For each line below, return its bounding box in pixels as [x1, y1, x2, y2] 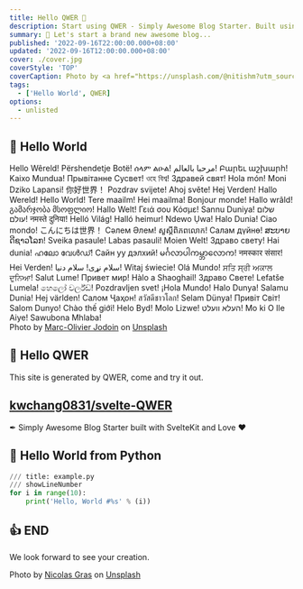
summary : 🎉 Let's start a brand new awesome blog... [9, 30, 212, 39]
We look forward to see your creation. [9, 551, 151, 562]
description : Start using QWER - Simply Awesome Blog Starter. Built [9, 22, 277, 31]
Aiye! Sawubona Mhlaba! [9, 312, 102, 323]
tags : [9, 80, 30, 89]
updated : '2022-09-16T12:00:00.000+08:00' [9, 47, 171, 56]
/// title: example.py [9, 472, 95, 481]
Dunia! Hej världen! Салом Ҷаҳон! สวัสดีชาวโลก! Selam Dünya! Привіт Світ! [9, 292, 281, 303]
